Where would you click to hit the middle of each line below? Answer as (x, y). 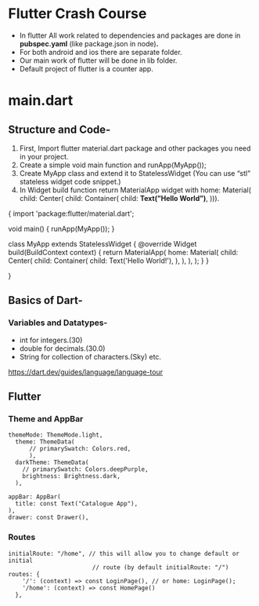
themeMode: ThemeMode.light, (56, 435)
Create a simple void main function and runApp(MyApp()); (113, 165)
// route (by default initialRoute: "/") (160, 567)
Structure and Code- (59, 129)
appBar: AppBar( (34, 497)
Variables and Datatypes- (58, 323)
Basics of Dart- (46, 300)
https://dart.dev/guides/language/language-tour (85, 372)
